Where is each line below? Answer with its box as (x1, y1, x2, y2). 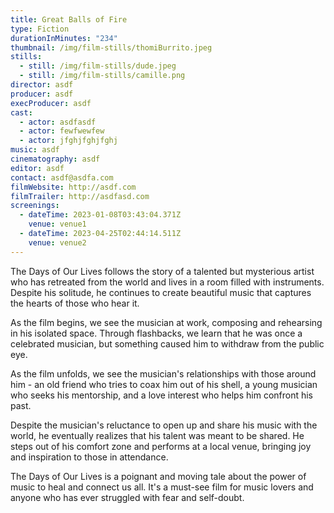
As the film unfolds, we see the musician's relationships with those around (10, 367, 317, 380)
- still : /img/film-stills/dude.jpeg (19, 61, 177, 71)
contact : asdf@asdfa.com (10, 172, 114, 183)
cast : (10, 107, 33, 118)
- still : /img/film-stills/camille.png (19, 71, 186, 81)
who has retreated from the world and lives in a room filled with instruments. (10, 276, 325, 288)
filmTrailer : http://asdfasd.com (10, 191, 150, 201)
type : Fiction (10, 24, 70, 34)
